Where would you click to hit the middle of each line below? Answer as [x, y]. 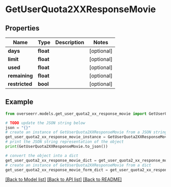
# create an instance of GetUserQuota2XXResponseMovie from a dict [78, 165]
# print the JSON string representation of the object [65, 142]
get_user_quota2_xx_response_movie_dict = [51, 160]
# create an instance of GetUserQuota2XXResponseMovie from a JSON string [86, 132]
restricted [20, 84]
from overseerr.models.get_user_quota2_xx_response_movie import [76, 114]
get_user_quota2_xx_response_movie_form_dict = [57, 170]
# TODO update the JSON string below [45, 123]
